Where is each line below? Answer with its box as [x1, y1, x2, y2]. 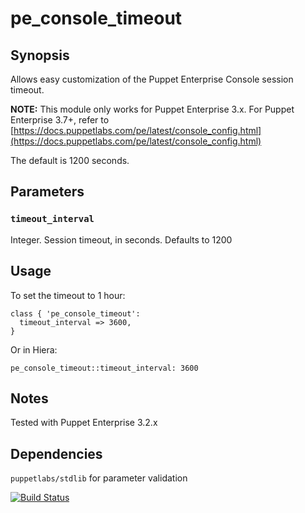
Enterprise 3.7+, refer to [10, 114, 110, 126]
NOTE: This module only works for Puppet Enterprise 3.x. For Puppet [10, 103, 295, 115]
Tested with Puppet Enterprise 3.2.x [10, 417, 158, 429]
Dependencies [10, 445, 103, 462]
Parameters [10, 183, 85, 201]
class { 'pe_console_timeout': [10, 308, 141, 319]
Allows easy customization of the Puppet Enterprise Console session [10, 73, 294, 85]
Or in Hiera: [10, 343, 58, 356]
